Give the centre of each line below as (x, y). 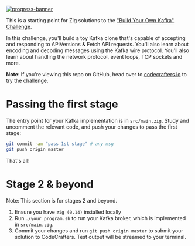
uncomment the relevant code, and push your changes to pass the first (92, 127)
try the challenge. (27, 80)
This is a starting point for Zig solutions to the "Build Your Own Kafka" (90, 20)
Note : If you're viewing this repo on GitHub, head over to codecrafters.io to (97, 74)
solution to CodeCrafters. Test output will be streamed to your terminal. (100, 237)
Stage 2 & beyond (50, 184)
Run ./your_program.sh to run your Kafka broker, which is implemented (100, 218)
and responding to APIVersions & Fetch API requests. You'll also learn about (97, 44)
